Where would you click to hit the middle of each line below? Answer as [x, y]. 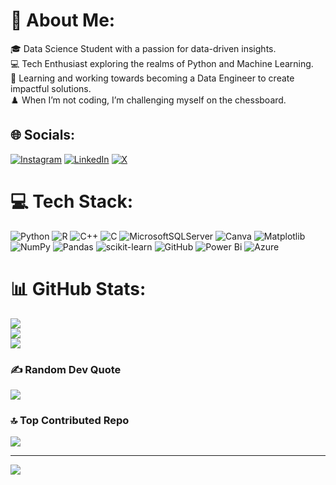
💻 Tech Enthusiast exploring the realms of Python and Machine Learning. [162, 63]
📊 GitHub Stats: [78, 288]
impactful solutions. [51, 88]
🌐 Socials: [43, 135]
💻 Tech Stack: [72, 201]
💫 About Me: [63, 20]
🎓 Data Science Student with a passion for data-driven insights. [143, 48]
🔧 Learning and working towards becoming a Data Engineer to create [152, 78]
